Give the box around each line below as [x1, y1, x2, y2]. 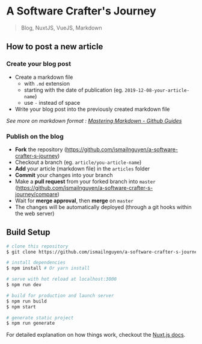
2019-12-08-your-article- [124, 87, 190, 93]
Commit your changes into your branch [14, 171, 113, 178]
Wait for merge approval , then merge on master [14, 197, 134, 204]
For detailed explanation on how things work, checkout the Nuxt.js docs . [6, 331, 186, 339]
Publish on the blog [6, 132, 64, 140]
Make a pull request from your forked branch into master [14, 178, 156, 185]
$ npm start [6, 304, 36, 310]
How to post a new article [6, 42, 103, 52]
